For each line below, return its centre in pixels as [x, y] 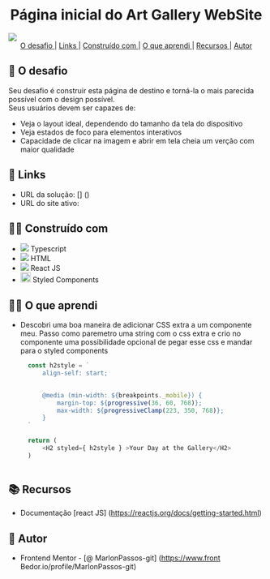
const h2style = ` [59, 366]
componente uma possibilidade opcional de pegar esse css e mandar [136, 342]
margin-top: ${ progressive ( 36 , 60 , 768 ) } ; [129, 403]
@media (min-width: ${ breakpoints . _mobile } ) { [122, 395]
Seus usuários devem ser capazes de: [72, 108]
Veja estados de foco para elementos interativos [101, 132]
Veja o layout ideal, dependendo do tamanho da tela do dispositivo [131, 123]
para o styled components [64, 351]
